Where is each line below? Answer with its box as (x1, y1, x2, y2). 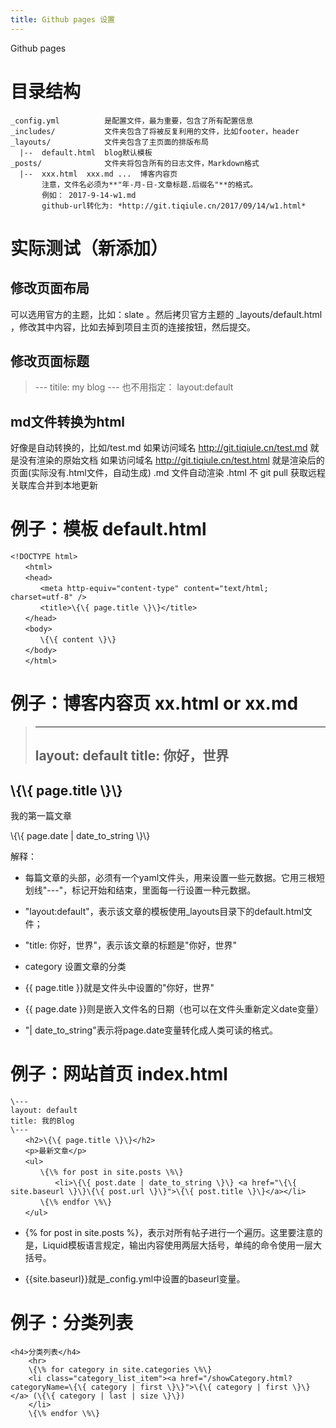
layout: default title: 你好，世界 (34, 747, 230, 765)
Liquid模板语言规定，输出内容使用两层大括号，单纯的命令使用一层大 (42, 1239, 322, 1251)
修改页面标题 (10, 352, 90, 370)
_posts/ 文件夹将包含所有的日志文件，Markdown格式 (10, 158, 260, 168)
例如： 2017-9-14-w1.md (41, 190, 137, 200)
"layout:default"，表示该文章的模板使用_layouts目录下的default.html (24, 906, 304, 918)
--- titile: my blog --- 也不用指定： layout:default (34, 381, 234, 393)
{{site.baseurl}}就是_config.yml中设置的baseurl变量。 (24, 1273, 246, 1285)
